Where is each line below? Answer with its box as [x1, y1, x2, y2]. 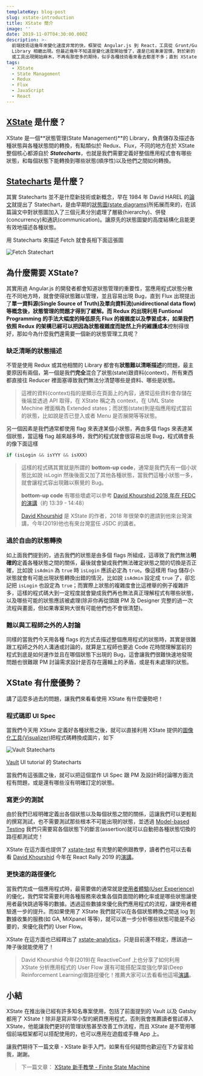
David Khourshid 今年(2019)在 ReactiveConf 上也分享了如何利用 [21, 956, 180, 963]
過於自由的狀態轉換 [6, 536, 62, 545]
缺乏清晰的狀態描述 [6, 347, 62, 355]
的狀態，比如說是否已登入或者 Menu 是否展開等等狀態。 [21, 412, 161, 420]
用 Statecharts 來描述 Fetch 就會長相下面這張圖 [6, 236, 124, 244]
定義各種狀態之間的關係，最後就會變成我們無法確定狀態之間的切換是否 [17, 559, 192, 566]
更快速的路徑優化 [6, 870, 56, 878]
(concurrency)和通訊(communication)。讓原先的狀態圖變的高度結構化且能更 [6, 216, 195, 224]
